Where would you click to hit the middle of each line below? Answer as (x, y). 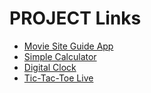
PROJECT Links (75, 18)
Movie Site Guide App (68, 46)
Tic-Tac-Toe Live (58, 78)
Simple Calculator (60, 56)
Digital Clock (50, 67)
